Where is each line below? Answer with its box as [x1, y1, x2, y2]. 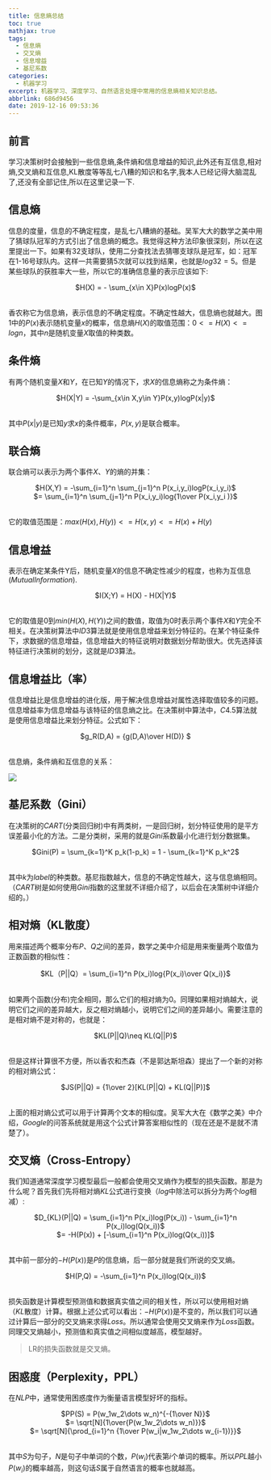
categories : [8, 72, 48, 80]
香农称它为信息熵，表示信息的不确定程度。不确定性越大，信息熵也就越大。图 [8, 308, 263, 317]
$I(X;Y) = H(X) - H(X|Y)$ [94, 591, 177, 600]
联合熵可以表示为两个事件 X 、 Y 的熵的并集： [8, 467, 153, 477]
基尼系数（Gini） [8, 797, 93, 812]
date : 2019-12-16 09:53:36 [8, 102, 99, 110]
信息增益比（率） [8, 672, 94, 686]
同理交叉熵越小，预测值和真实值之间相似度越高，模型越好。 [8, 1327, 206, 1337]
